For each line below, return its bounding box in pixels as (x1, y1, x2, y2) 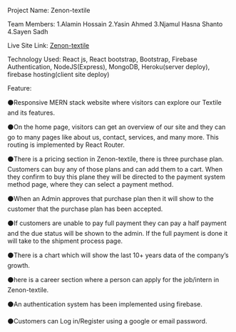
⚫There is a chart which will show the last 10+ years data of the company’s (7, 251, 230, 259)
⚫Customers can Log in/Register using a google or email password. (7, 317, 207, 325)
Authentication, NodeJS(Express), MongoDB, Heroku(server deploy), (7, 63, 210, 71)
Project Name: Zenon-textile (7, 6, 91, 14)
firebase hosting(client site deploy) (7, 71, 110, 78)
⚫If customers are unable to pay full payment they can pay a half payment (7, 219, 227, 227)
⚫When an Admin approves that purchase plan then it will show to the (7, 194, 214, 202)
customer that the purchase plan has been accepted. (7, 204, 163, 213)
